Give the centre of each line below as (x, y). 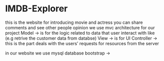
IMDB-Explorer (37, 9)
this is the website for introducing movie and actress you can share (74, 22)
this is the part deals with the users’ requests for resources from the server (82, 43)
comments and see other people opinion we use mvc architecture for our (80, 27)
